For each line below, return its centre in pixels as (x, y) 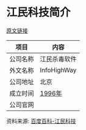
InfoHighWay (58, 70)
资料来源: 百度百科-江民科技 (41, 121)
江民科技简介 (39, 13)
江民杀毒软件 (59, 59)
